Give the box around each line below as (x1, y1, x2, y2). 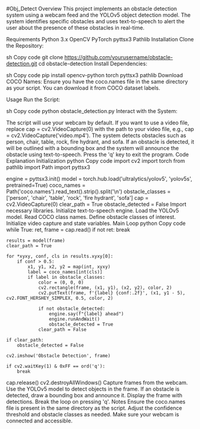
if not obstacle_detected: (38, 306, 106, 312)
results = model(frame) (6, 238, 66, 244)
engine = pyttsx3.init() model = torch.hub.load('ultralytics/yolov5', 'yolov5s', (6, 175, 193, 182)
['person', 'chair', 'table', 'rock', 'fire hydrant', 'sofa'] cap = (6, 194, 149, 201)
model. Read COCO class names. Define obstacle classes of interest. (6, 214, 176, 220)
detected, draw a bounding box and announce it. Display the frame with (6, 392, 183, 398)
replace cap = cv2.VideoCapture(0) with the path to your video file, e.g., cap (6, 126, 194, 132)
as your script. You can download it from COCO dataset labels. (6, 84, 161, 92)
